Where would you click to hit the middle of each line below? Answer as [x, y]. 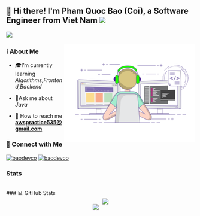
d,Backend [28, 87]
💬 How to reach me [39, 116]
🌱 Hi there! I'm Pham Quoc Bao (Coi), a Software [97, 11]
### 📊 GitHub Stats [31, 193]
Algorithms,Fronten [39, 80]
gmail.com [28, 129]
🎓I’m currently [34, 65]
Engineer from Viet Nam [52, 21]
